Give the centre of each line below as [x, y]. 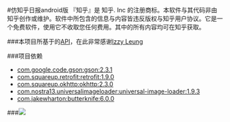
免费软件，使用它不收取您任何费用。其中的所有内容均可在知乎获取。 [109, 27]
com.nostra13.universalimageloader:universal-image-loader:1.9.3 [108, 91]
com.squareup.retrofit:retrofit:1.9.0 [65, 77]
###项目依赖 [25, 56]
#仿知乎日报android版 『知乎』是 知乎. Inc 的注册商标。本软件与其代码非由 [112, 10]
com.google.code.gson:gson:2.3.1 [65, 70]
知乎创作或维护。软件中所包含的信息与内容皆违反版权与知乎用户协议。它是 [112, 18]
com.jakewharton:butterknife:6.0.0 [65, 98]
